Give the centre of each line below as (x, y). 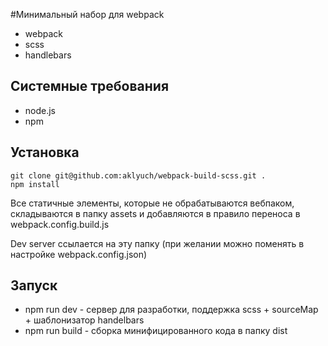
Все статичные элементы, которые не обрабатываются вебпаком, (152, 203)
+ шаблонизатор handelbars (84, 320)
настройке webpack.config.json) (79, 254)
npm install (35, 184)
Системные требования (90, 86)
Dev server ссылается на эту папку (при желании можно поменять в (157, 243)
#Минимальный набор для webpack (87, 14)
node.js (40, 110)
